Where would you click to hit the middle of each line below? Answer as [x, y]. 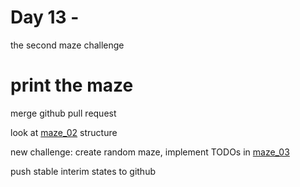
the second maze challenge [67, 45]
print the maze [72, 85]
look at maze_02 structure [64, 132]
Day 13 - [45, 17]
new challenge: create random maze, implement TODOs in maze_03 [150, 152]
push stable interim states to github [83, 171]
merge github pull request [63, 113]
